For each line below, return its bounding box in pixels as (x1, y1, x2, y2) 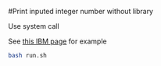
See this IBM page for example (8, 36, 107, 46)
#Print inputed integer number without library (8, 7, 154, 16)
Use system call (8, 22, 60, 30)
